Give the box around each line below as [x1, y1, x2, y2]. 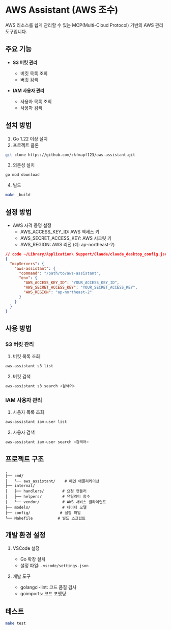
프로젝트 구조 [5, 455, 44, 463]
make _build [5, 192, 31, 198]
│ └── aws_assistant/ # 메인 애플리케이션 [5, 478, 100, 484]
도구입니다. [5, 28, 27, 34]
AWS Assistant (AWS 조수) [5, 4, 119, 16]
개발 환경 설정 [5, 531, 46, 540]
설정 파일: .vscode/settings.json [20, 563, 89, 569]
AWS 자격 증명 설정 [12, 222, 52, 228]
